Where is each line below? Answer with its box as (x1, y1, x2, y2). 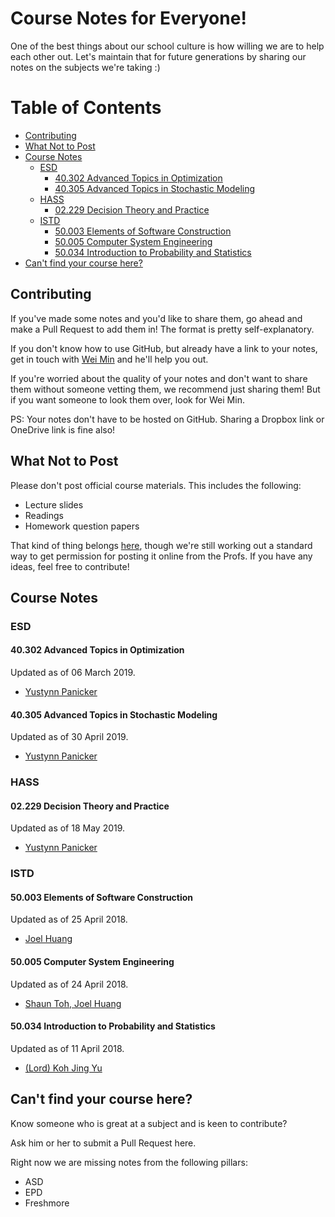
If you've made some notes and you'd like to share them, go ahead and (10, 312, 303, 324)
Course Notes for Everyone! (10, 7, 247, 30)
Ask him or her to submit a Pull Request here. (10, 1137, 197, 1149)
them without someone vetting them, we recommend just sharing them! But (10, 383, 321, 395)
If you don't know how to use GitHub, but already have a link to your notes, (10, 342, 318, 354)
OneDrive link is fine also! (10, 423, 116, 436)
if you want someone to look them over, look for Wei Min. (10, 393, 245, 406)
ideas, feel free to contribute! (10, 560, 130, 572)
